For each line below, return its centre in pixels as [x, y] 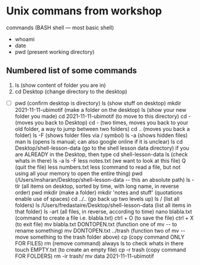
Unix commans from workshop [84, 11]
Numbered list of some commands [72, 71]
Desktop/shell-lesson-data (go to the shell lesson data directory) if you [102, 148]
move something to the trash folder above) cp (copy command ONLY [100, 237]
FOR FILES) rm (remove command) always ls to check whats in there [99, 243]
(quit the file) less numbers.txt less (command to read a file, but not [98, 167]
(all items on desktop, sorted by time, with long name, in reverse [100, 186]
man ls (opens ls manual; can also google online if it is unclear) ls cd [99, 141]
